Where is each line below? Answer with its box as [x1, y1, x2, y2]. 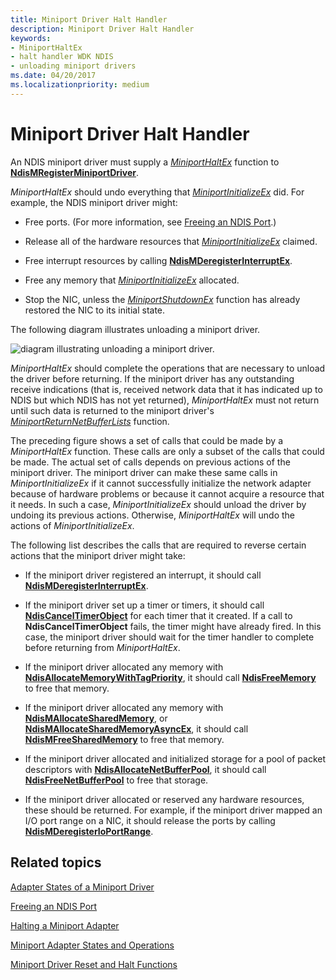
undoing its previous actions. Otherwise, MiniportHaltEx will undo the [10, 509, 295, 521]
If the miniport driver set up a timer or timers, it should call [24, 599, 265, 611]
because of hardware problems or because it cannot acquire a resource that [10, 487, 325, 500]
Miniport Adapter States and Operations [10, 939, 175, 951]
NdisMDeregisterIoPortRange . [24, 825, 154, 837]
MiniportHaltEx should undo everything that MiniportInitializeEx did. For [10, 186, 305, 198]
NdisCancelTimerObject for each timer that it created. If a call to [24, 609, 293, 621]
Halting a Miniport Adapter [10, 919, 120, 931]
